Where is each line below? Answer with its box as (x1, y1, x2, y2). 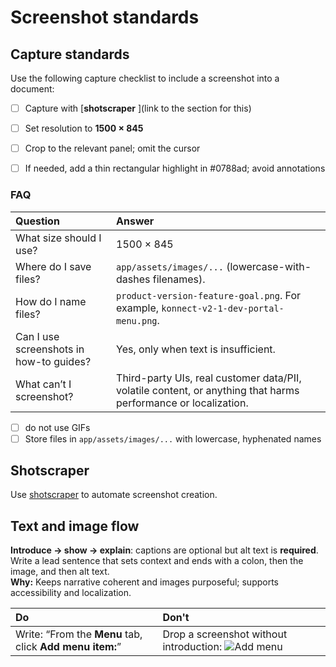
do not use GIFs (24, 421, 91, 433)
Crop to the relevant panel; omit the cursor (24, 142, 201, 155)
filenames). (152, 272, 206, 286)
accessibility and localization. (10, 587, 132, 599)
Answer (116, 214, 155, 228)
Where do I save (15, 259, 92, 273)
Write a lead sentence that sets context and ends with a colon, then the (10, 555, 304, 567)
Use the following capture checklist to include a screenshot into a (10, 72, 280, 84)
